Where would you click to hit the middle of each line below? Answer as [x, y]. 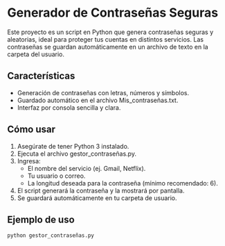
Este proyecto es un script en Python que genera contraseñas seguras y [110, 32]
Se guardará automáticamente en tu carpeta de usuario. [97, 198]
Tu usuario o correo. [56, 176]
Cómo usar [31, 130]
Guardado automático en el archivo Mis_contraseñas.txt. [98, 100]
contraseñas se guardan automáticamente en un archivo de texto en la [108, 47]
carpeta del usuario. [36, 54]
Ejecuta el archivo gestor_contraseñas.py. [77, 154]
